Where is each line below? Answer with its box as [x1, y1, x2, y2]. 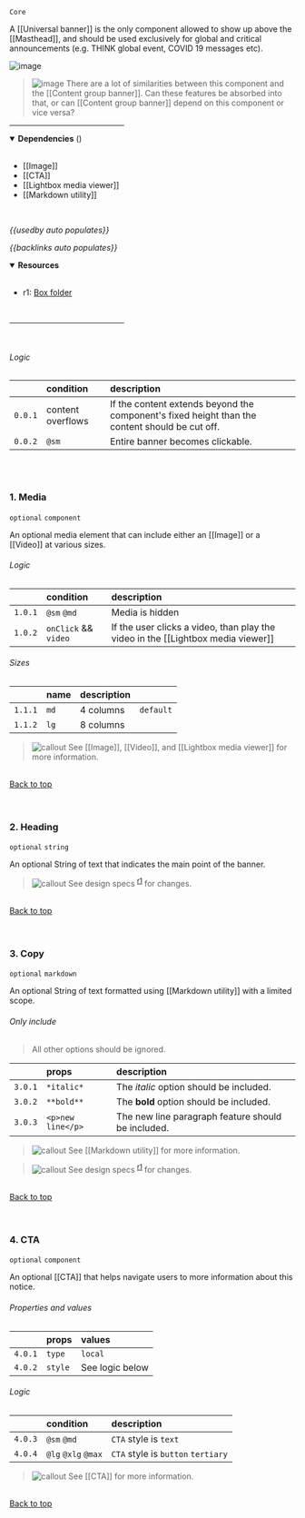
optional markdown [9, 969, 77, 979]
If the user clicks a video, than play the [111, 620, 276, 633]
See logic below [81, 1361, 150, 1374]
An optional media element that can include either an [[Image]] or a [9, 529, 261, 540]
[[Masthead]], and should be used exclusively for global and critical [9, 34, 261, 44]
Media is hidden [111, 606, 180, 619]
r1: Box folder [22, 287, 73, 298]
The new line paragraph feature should [116, 1110, 282, 1123]
